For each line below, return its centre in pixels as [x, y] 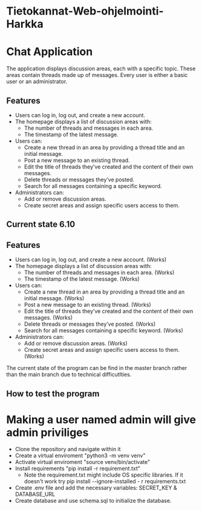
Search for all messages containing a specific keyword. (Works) [103, 330]
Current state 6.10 [41, 225]
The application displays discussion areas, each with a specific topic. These [101, 69]
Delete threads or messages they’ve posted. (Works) [90, 324]
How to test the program [53, 393]
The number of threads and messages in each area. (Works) [99, 273]
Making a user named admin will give [101, 419]
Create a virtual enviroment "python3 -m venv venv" [80, 455]
